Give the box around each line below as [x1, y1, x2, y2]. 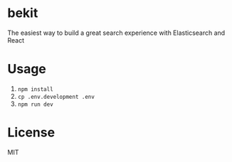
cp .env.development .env [17, 93, 95, 100]
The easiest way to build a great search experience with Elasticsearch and [7, 28, 226, 37]
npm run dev [17, 101, 53, 108]
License [7, 124, 56, 141]
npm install [17, 85, 53, 93]
